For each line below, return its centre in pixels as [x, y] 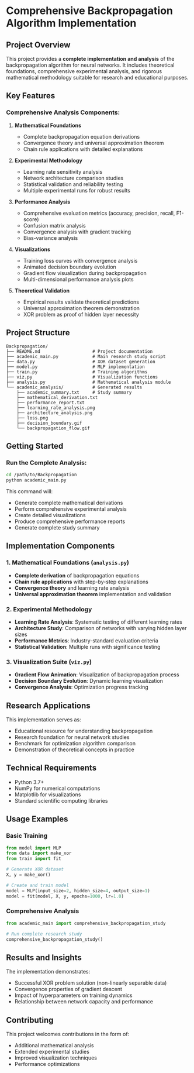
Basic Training [27, 836]
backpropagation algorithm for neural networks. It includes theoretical [90, 65]
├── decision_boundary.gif [49, 423]
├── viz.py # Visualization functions [82, 377]
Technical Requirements [51, 768]
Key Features [31, 96]
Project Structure [38, 333]
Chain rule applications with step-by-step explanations [82, 582]
